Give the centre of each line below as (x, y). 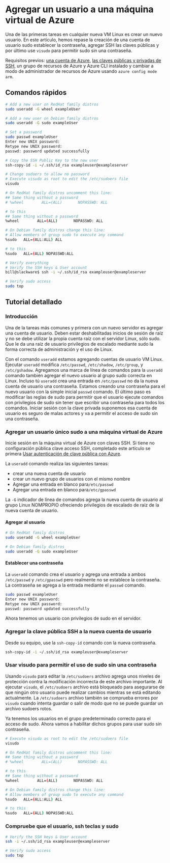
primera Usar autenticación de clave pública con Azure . (63, 454)
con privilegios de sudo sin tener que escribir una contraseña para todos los (85, 402)
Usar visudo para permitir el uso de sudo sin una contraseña (81, 665)
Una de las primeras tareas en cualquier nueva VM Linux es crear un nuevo (84, 34)
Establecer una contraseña (34, 563)
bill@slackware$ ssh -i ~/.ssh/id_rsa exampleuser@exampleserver (76, 272)
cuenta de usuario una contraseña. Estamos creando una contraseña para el (85, 386)
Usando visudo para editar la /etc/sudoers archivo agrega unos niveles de (83, 676)
